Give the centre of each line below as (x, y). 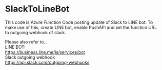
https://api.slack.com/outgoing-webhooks (47, 62)
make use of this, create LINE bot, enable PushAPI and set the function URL (81, 27)
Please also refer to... (26, 42)
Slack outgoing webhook (30, 57)
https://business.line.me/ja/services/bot (45, 52)
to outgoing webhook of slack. (36, 32)
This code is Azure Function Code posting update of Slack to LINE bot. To (79, 22)
